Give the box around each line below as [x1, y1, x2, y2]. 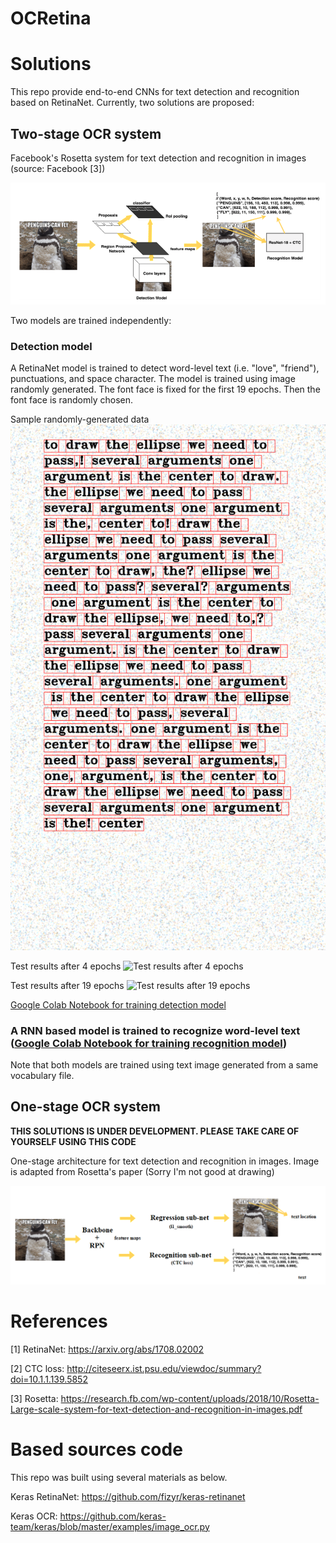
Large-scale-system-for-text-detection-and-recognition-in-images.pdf [10, 1403, 303, 1415]
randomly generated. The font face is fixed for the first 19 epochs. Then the [10, 383, 321, 396]
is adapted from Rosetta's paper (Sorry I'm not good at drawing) [10, 1165, 275, 1177]
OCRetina [10, 7, 92, 30]
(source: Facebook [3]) [10, 162, 106, 174]
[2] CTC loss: [10, 1362, 65, 1374]
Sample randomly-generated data [10, 413, 150, 426]
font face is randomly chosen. [10, 394, 134, 406]
